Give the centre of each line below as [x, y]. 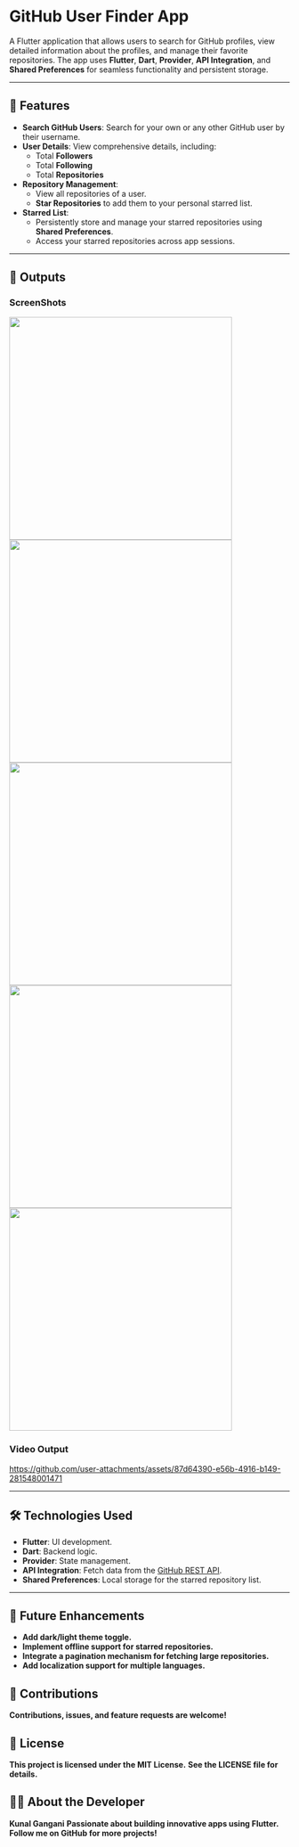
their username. [51, 136]
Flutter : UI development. [67, 1541]
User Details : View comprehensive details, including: [119, 146]
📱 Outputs [38, 278]
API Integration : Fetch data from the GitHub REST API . [122, 1570]
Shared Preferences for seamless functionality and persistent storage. [139, 69]
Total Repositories [69, 175]
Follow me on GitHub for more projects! [83, 1833]
